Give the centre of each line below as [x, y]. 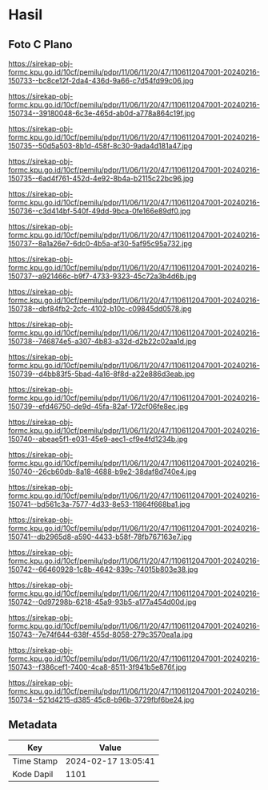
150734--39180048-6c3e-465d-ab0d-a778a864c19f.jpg [102, 113]
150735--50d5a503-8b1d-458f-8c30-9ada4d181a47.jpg [100, 146]
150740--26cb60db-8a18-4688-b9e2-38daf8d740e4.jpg [102, 472]
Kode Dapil [33, 774]
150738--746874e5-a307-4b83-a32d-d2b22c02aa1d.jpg [102, 341]
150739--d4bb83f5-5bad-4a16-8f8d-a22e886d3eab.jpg [102, 374]
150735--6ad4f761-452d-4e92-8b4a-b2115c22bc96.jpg [101, 178]
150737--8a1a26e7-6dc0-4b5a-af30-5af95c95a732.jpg [100, 243]
